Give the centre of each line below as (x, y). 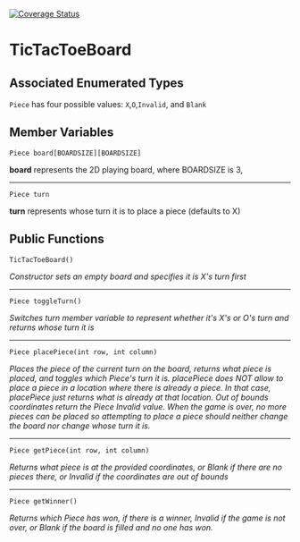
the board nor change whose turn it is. (80, 426)
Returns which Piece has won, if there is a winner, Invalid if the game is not (147, 518)
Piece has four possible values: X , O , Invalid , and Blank (108, 104)
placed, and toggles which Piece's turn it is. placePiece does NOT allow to (146, 378)
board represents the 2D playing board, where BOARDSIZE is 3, (126, 169)
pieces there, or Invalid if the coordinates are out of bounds (119, 476)
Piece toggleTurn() (46, 301)
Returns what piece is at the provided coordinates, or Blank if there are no (146, 467)
